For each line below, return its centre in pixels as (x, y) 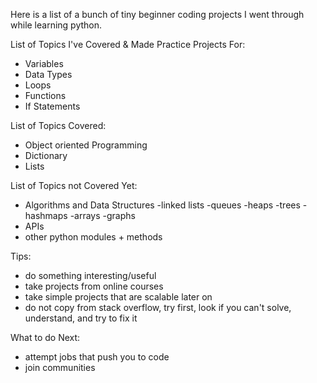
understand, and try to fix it (81, 318)
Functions (45, 95)
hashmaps (46, 215)
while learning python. (56, 25)
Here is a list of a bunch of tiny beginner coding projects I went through (157, 14)
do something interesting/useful (90, 275)
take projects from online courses (94, 286)
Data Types (48, 74)
